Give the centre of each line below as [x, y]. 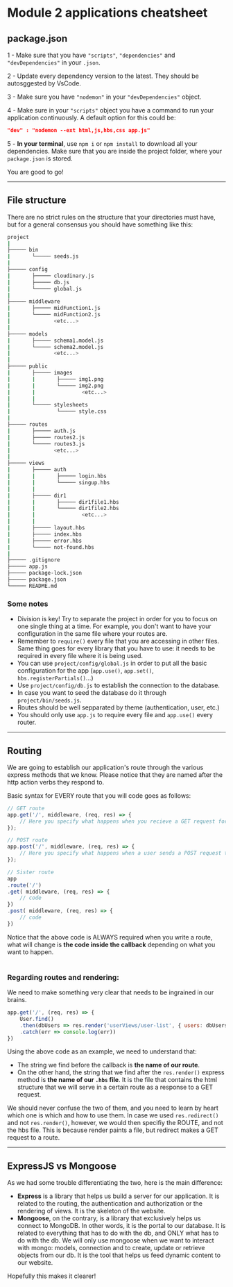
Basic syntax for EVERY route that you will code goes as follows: [99, 795]
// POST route [28, 840]
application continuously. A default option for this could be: [92, 117]
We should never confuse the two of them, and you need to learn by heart [113, 1108]
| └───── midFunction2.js [54, 315]
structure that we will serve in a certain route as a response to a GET [115, 1087]
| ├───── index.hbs [44, 534]
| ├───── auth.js [42, 431]
